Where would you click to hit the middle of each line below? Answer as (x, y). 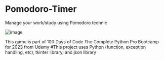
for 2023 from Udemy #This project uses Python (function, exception (76, 47)
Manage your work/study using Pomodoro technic (56, 23)
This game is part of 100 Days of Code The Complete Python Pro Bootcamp (82, 42)
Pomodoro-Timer (41, 9)
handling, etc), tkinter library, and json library (51, 52)
